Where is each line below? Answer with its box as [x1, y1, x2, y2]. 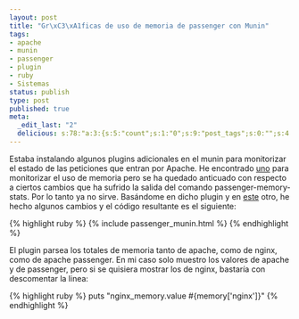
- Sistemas [9, 79, 50, 88]
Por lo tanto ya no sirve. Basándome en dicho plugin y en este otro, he [30, 191, 290, 201]
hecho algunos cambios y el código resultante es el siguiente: [9, 200, 237, 211]
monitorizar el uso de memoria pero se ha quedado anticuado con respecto [9, 172, 287, 183]
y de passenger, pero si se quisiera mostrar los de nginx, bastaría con [9, 264, 266, 274]
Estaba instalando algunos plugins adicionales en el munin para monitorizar [9, 153, 287, 164]
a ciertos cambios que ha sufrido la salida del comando [9, 182, 212, 192]
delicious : [17, 129, 58, 138]
